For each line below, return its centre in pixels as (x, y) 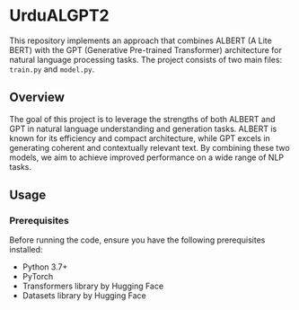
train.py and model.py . (52, 69)
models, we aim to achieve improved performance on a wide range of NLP (147, 157)
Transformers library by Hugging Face (93, 286)
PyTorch (38, 277)
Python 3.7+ (45, 267)
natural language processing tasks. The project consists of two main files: (146, 59)
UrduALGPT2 (59, 16)
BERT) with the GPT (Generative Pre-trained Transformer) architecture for (146, 49)
